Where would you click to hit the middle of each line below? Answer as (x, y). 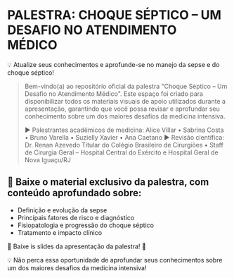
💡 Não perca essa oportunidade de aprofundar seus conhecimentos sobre (115, 260)
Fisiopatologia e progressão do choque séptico (86, 225)
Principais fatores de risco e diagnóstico (76, 217)
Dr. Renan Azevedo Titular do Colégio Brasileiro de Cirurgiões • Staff (124, 145)
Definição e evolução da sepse (62, 210)
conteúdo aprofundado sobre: (74, 193)
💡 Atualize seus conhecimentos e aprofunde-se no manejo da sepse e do (113, 64)
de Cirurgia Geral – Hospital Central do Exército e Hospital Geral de (122, 152)
